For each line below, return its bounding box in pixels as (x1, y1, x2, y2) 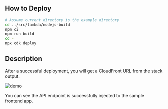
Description (5, 55, 42, 63)
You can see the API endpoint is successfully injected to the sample (5, 92, 145, 98)
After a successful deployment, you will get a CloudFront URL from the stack (5, 68, 163, 74)
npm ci (5, 27, 19, 32)
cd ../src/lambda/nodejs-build (5, 22, 70, 27)
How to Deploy (5, 4, 52, 13)
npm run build (5, 31, 35, 37)
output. (5, 73, 20, 79)
